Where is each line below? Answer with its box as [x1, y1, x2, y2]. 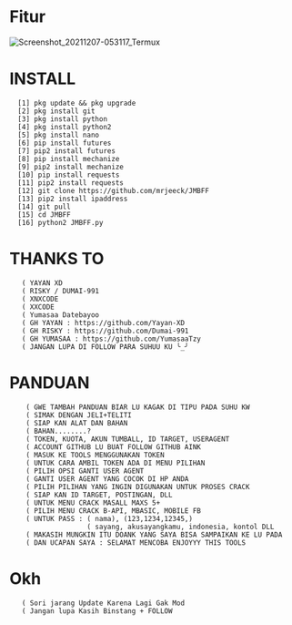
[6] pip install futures [17, 138, 112, 148]
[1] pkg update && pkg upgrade [17, 98, 136, 108]
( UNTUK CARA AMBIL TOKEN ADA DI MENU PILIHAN [25, 458, 206, 467]
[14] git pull [17, 202, 71, 211]
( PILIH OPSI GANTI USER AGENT [25, 466, 145, 476]
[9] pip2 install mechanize [17, 162, 125, 171]
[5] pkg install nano [17, 130, 100, 139]
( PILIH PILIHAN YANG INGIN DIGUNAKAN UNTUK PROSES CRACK [25, 482, 250, 491]
